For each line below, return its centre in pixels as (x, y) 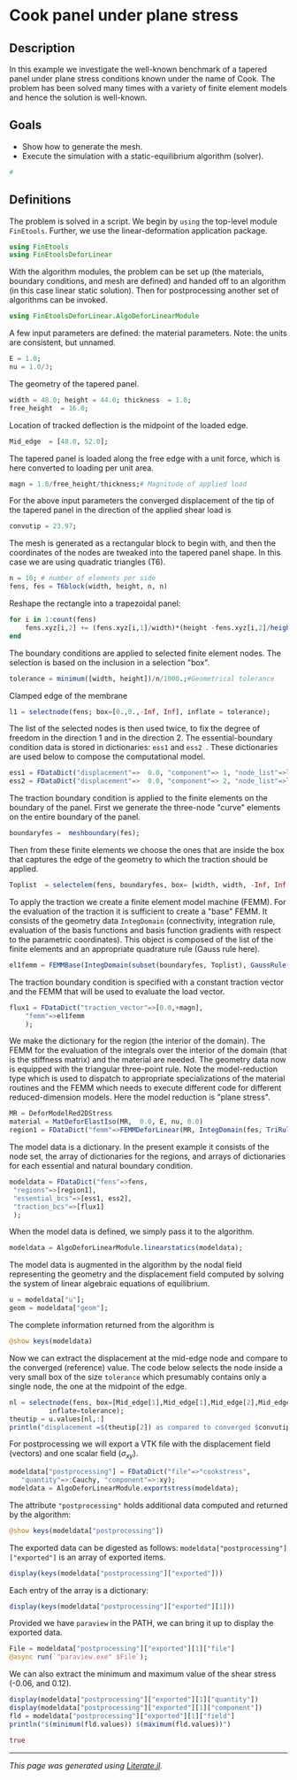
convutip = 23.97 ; (43, 526)
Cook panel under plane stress (124, 15)
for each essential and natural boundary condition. (101, 1166)
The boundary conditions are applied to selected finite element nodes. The (145, 653)
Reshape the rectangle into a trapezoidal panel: (95, 603)
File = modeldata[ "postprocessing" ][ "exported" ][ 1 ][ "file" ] (122, 1649)
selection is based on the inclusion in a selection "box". (110, 662)
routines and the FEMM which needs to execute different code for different (145, 1088)
